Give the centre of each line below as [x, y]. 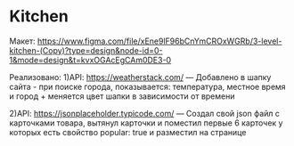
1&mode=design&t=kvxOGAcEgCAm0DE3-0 [90, 60]
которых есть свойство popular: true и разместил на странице [128, 132]
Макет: [22, 41]
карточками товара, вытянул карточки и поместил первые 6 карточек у [146, 123]
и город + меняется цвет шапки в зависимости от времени [122, 96]
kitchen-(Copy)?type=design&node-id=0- [86, 50]
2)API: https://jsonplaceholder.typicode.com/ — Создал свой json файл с [145, 113]
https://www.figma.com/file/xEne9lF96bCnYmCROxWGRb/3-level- [159, 41]
